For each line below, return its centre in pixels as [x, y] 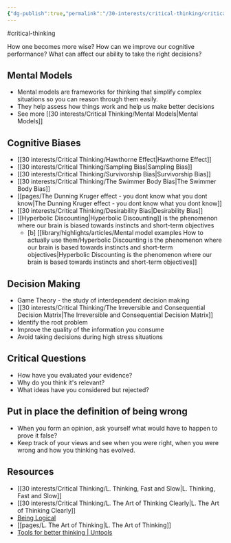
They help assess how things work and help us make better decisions [115, 107]
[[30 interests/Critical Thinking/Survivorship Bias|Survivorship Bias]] [114, 174]
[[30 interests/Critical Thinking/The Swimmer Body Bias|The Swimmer [117, 182]
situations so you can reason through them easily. [87, 99]
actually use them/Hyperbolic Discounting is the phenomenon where [124, 240]
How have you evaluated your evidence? [75, 375]
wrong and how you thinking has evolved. [76, 450]
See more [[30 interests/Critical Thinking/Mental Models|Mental [107, 114]
